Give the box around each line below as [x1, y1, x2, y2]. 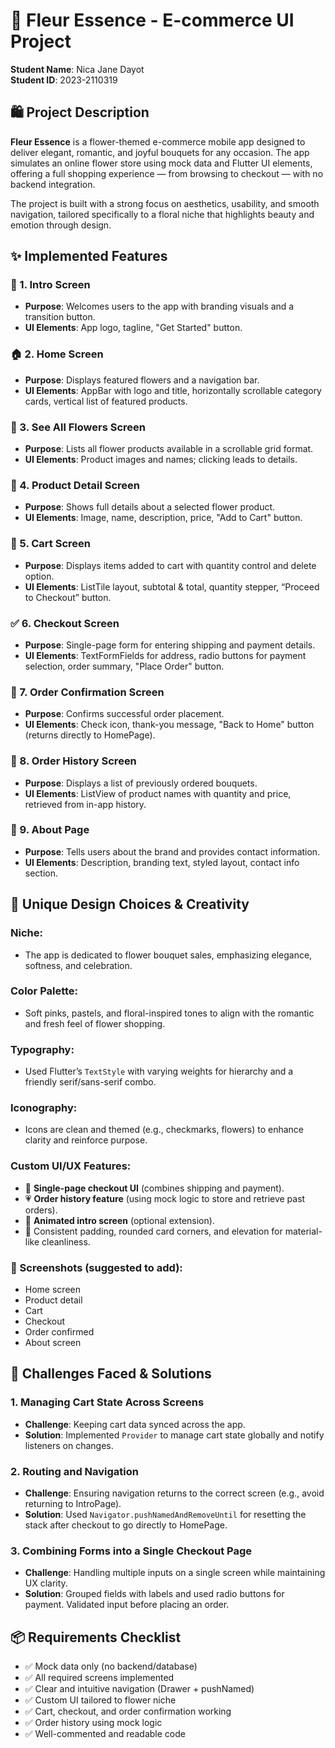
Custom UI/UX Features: [10, 1159, 132, 1173]
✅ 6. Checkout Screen [10, 616, 120, 630]
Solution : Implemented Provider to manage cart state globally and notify [24, 1429, 325, 1441]
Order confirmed [24, 1325, 95, 1338]
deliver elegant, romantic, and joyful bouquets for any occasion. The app [10, 146, 310, 158]
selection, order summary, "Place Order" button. [24, 660, 225, 672]
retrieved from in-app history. [24, 798, 147, 810]
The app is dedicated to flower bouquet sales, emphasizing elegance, [24, 949, 313, 961]
